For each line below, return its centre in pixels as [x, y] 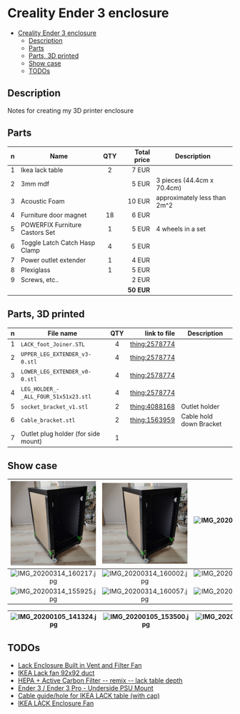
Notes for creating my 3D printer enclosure [71, 110]
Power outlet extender [54, 260]
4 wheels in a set [181, 228]
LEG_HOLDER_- [40, 389]
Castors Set [38, 233]
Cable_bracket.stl [48, 421]
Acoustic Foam [43, 201]
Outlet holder [200, 406]
